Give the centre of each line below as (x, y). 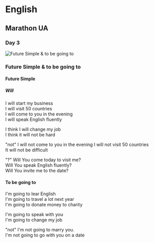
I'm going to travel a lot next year (40, 199)
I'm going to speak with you (34, 214)
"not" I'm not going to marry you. (40, 229)
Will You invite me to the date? (37, 171)
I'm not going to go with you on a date (45, 235)
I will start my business (29, 103)
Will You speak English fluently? (39, 165)
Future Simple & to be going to (43, 67)
